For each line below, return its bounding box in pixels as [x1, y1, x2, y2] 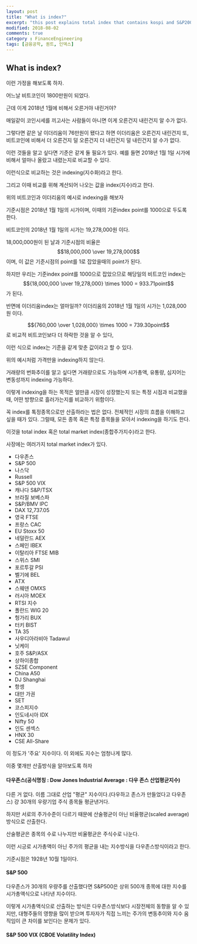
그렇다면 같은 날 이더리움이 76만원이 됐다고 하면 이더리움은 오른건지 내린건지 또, [6, 129, 189, 136]
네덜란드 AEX [14, 534, 46, 542]
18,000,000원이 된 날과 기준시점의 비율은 [6, 238, 101, 245]
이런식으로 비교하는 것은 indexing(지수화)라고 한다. [6, 168, 123, 176]
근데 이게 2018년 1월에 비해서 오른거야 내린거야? [6, 104, 117, 111]
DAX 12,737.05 [14, 506, 50, 513]
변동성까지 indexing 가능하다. [6, 376, 74, 383]
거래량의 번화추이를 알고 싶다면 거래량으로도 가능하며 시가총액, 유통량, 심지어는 [6, 368, 186, 375]
